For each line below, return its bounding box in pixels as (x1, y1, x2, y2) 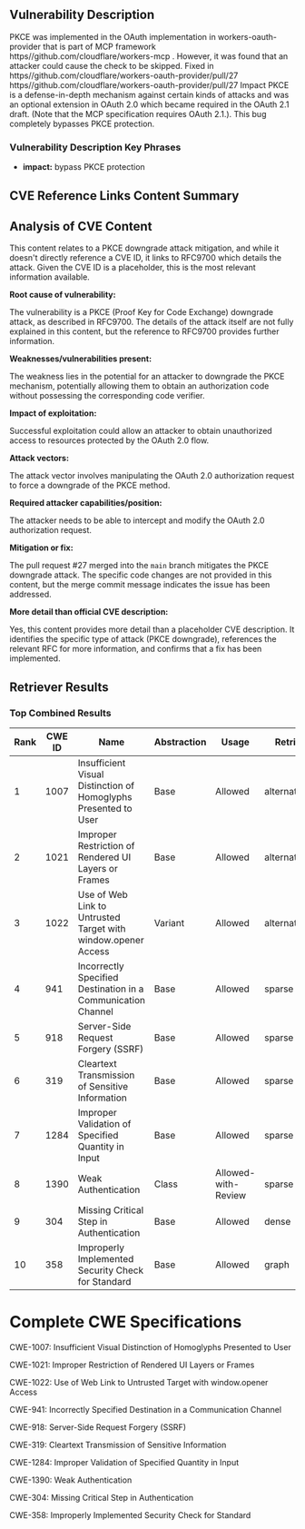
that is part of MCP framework (42, 41, 156, 52)
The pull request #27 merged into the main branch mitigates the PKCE (9, 560, 270, 571)
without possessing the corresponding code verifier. (9, 390, 205, 401)
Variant (153, 917, 184, 929)
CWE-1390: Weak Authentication (9, 1475, 133, 1485)
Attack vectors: (9, 453, 70, 464)
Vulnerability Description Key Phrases (9, 141, 182, 153)
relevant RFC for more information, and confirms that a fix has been (9, 644, 262, 655)
